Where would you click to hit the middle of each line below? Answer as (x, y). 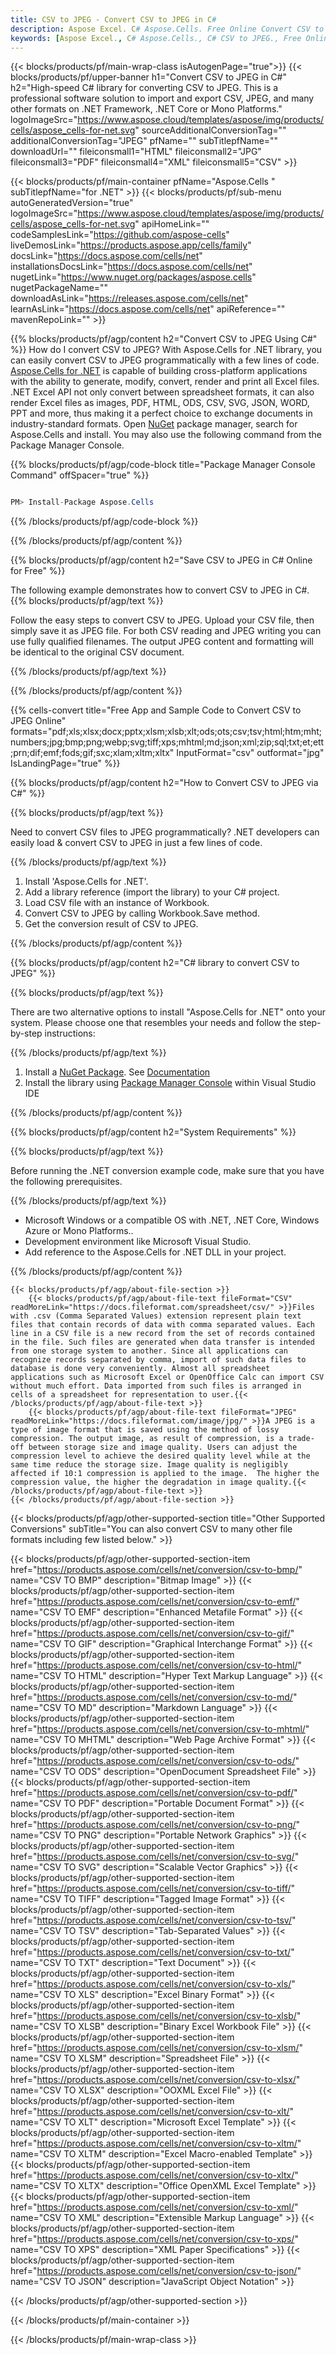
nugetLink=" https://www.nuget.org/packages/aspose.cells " (133, 277)
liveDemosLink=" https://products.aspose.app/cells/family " (131, 245)
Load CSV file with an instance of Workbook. (117, 903)
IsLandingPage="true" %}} (65, 763)
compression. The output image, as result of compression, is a (147, 1439)
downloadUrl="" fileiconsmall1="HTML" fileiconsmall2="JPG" (136, 152)
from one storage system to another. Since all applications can (149, 1351)
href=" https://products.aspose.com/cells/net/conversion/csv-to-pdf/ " (154, 1793)
